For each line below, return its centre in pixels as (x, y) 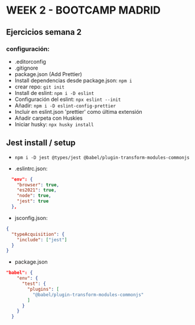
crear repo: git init (40, 87)
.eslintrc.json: (31, 168)
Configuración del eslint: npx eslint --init (68, 99)
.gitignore (26, 68)
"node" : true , (34, 196)
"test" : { (34, 284)
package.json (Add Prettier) (48, 74)
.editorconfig (30, 61)
